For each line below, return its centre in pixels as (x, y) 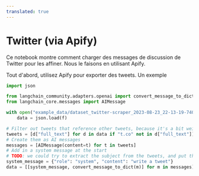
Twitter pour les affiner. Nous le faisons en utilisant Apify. (76, 63)
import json (21, 86)
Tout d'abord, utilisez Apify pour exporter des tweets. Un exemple (86, 75)
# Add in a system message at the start (57, 151)
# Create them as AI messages (44, 139)
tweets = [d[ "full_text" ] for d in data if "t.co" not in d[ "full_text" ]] (100, 134)
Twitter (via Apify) (52, 40)
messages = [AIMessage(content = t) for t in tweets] (71, 145)
